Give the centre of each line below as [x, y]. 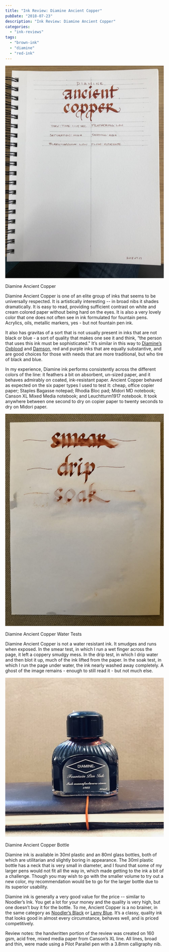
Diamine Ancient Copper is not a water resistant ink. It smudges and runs [81, 644]
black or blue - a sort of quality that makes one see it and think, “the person [83, 338]
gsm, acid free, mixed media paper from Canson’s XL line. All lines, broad [81, 939]
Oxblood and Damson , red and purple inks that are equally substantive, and [83, 348]
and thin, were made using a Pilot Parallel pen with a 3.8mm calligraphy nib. [83, 944]
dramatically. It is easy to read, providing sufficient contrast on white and [81, 307]
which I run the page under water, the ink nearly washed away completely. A [84, 665]
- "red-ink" [22, 53]
